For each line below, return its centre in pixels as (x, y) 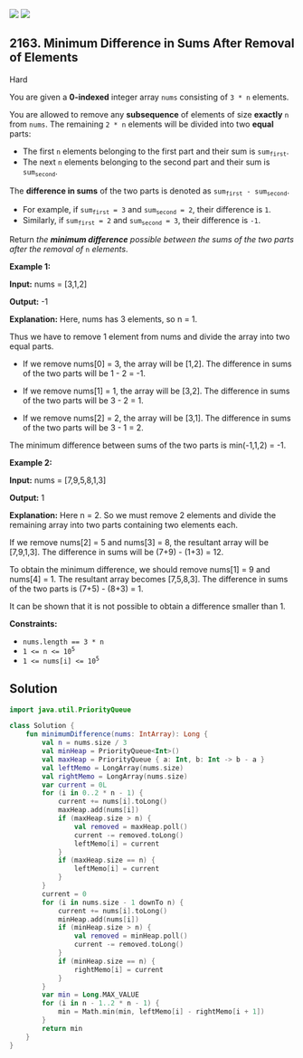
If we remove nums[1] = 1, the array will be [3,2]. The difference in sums (156, 391)
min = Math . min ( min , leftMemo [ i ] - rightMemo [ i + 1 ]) (161, 1012)
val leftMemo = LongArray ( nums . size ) (113, 768)
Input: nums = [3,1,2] (48, 284)
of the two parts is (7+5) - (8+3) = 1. (76, 589)
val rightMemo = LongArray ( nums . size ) (115, 776)
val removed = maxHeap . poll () (131, 827)
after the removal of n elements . (69, 249)
